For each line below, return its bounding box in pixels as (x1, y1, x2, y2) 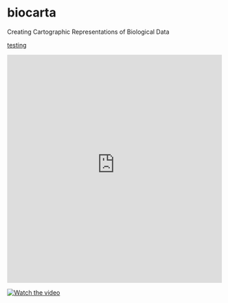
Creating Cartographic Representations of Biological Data (7, 28, 170, 36)
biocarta (7, 5, 57, 21)
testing (7, 41, 27, 49)
